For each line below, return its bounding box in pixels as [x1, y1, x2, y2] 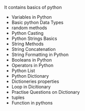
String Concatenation [11, 46, 56, 52]
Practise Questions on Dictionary [11, 89, 80, 95]
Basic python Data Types [11, 20, 63, 25]
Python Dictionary [11, 73, 49, 79]
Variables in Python [11, 14, 52, 20]
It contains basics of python [4, 5, 62, 10]
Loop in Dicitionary [11, 84, 51, 90]
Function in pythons [11, 100, 53, 105]
